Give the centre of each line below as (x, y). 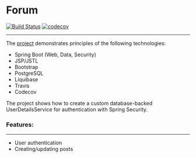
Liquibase (26, 79)
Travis (22, 85)
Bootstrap (26, 67)
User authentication (38, 143)
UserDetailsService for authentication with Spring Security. (77, 109)
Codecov (25, 92)
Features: (20, 125)
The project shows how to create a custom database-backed (79, 103)
